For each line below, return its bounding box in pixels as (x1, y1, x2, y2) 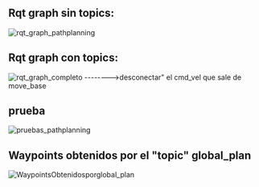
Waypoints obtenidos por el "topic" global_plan (8, 148, 252, 162)
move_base (8, 80, 47, 91)
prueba (8, 104, 46, 118)
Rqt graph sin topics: (8, 6, 115, 20)
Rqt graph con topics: (8, 51, 119, 65)
